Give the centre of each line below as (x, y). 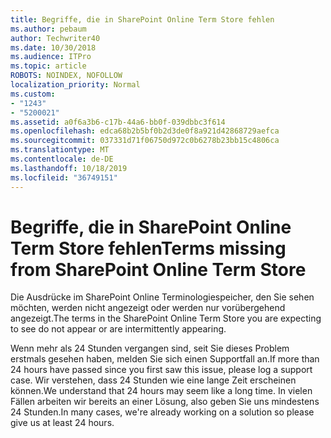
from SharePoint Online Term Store (158, 269)
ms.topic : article (48, 66)
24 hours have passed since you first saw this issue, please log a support (161, 370)
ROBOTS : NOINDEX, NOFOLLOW (66, 76)
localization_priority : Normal (75, 85)
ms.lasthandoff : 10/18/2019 (69, 168)
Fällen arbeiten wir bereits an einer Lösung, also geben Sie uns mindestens (165, 402)
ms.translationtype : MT (60, 150)
